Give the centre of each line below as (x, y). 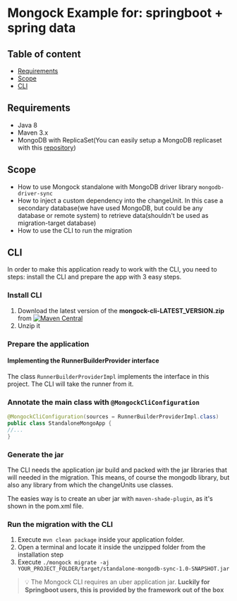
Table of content (44, 54)
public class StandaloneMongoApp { (60, 424)
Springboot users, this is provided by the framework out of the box (124, 590)
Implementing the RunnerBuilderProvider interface (84, 360)
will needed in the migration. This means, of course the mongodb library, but (119, 477)
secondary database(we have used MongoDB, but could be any (110, 208)
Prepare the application (48, 344)
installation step (41, 554)
